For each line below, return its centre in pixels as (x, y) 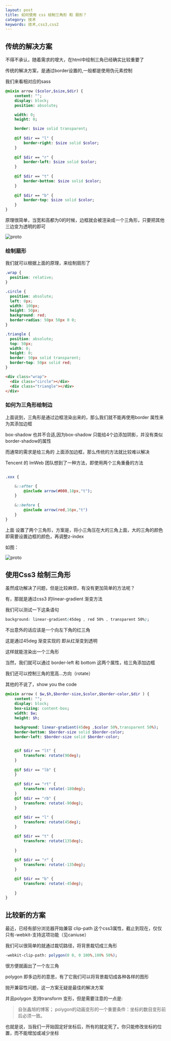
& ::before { (27, 505)
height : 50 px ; (25, 310)
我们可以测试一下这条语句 (32, 610)
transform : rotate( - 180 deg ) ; (55, 789)
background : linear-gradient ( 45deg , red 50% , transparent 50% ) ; (77, 620)
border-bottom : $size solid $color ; (63, 181)
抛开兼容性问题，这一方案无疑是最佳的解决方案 (54, 988)
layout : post (19, 10)
